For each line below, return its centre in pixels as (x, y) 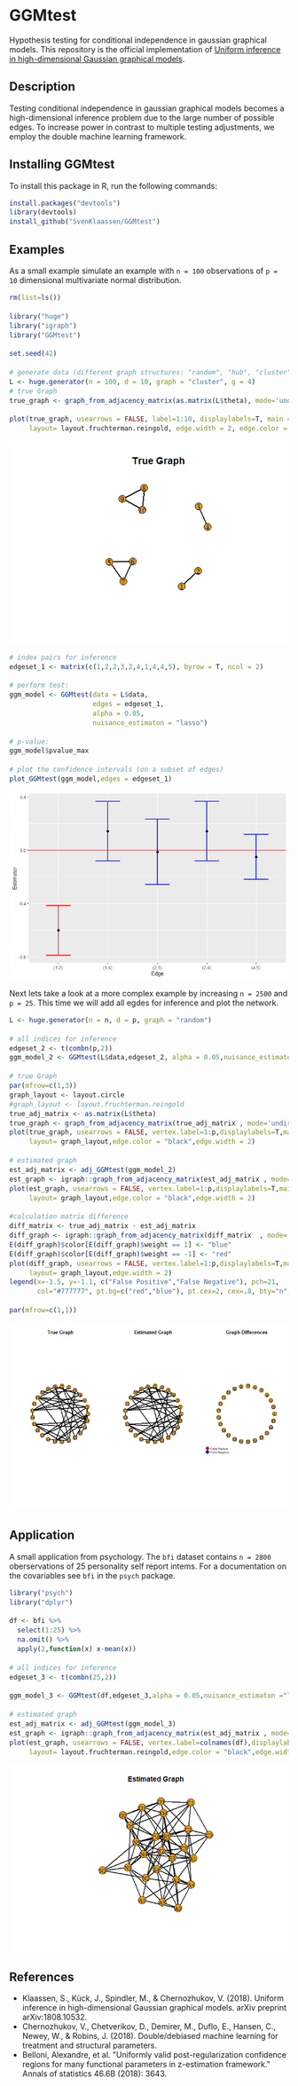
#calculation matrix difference (69, 1216)
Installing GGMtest (62, 165)
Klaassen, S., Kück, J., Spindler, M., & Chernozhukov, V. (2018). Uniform (153, 1998)
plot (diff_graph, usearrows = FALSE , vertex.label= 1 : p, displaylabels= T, (146, 1263)
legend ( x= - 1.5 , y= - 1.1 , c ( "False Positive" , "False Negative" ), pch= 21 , (144, 1282)
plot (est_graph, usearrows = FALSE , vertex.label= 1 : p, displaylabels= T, (144, 1189)
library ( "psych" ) (41, 1593)
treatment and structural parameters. (90, 2045)
